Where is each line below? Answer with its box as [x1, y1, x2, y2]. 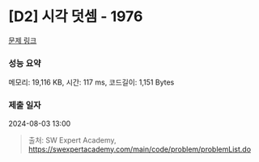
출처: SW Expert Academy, [28, 135, 117, 145]
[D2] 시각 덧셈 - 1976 [8, 7, 143, 26]
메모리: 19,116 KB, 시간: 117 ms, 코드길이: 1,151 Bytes [8, 77, 175, 87]
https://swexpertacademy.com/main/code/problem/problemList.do [28, 144, 252, 154]
